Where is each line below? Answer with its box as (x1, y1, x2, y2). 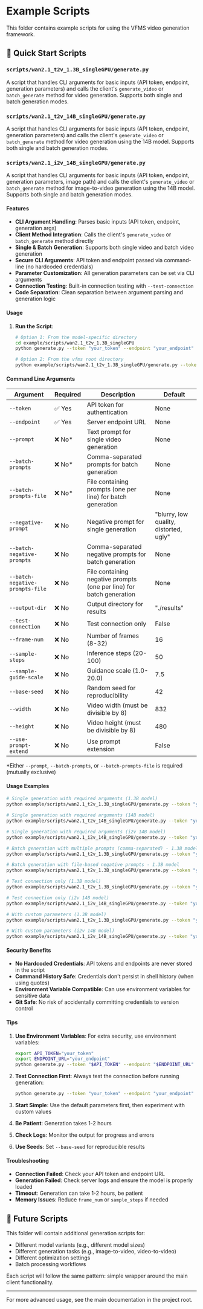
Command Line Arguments (6, 375, 76, 382)
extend (9, 748, 28, 755)
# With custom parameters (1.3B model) (6, 911, 107, 917)
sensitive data (14, 992, 50, 1000)
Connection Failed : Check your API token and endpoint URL (14, 1171, 165, 1178)
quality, (155, 518, 176, 526)
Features (6, 204, 29, 212)
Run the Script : (14, 322, 54, 330)
